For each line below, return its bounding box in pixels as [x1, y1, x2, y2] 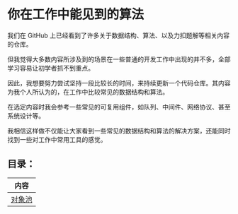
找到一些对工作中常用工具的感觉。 [7, 135, 107, 143]
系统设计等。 [7, 111, 45, 120]
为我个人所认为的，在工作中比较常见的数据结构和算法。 [7, 88, 169, 96]
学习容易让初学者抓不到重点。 [7, 64, 94, 72]
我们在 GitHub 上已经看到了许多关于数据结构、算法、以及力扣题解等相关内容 [7, 31, 230, 40]
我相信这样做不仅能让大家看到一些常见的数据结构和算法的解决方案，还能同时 [7, 126, 231, 135]
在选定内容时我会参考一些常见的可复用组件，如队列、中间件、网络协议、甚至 [7, 102, 231, 111]
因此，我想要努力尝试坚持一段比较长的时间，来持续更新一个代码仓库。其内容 [7, 78, 231, 87]
